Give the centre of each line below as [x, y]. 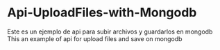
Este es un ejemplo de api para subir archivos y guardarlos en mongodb [110, 32]
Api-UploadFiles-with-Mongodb [102, 13]
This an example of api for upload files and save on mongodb [95, 38]
